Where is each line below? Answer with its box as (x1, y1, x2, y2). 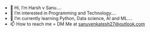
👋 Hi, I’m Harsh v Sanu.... (10, 5, 62, 10)
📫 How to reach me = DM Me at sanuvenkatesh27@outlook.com (10, 21, 145, 27)
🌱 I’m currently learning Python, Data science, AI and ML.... (10, 15, 132, 21)
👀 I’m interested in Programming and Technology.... (10, 10, 117, 16)
